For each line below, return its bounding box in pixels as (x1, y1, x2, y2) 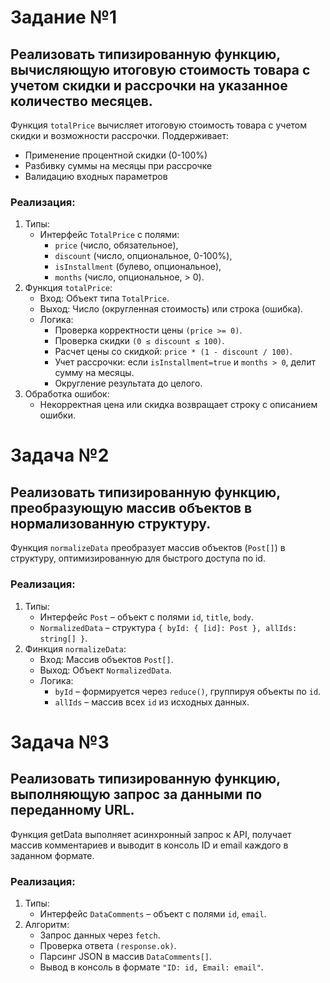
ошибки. (39, 409, 76, 421)
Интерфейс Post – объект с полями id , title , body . (39, 611, 254, 623)
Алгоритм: (24, 918, 70, 930)
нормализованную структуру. (10, 515, 212, 532)
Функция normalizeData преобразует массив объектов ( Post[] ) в (10, 542, 286, 554)
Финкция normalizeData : (24, 642, 127, 655)
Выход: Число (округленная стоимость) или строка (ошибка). (39, 303, 304, 315)
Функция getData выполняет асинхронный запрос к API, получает (10, 828, 292, 840)
